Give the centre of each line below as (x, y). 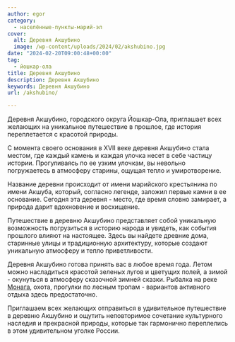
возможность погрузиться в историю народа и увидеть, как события (112, 228)
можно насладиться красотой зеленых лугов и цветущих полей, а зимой (117, 272)
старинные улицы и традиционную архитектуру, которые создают (108, 243)
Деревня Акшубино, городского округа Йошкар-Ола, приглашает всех (115, 119)
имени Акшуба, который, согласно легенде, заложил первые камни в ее (117, 192)
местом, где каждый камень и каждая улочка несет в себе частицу (110, 156)
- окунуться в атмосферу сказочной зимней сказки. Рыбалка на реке (112, 280)
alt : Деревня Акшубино (47, 40)
